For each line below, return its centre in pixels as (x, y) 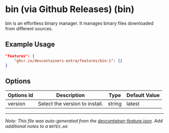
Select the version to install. (70, 104)
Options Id (21, 95)
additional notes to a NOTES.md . (37, 126)
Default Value (143, 95)
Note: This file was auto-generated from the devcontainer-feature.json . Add (84, 121)
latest (133, 104)
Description (70, 95)
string (115, 104)
